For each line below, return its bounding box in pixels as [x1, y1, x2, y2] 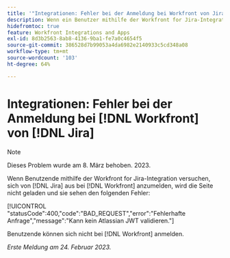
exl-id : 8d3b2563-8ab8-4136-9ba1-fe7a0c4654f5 [7, 35, 142, 42]
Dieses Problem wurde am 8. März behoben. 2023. [7, 161, 151, 169]
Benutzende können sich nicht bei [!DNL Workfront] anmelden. [7, 229, 185, 238]
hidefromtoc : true [7, 23, 60, 29]
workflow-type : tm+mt [7, 48, 69, 55]
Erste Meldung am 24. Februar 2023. [7, 243, 112, 251]
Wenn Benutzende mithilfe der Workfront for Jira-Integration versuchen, [7, 174, 211, 182]
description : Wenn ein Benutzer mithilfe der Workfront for [7, 16, 183, 23]
